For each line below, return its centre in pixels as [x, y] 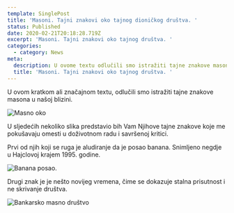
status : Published [34, 26]
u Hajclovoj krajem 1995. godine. [54, 155]
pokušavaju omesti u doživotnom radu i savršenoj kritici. [88, 134]
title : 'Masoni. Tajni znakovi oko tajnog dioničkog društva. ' [102, 20]
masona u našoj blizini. [40, 99]
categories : [24, 46]
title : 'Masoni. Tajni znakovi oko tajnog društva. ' [93, 72]
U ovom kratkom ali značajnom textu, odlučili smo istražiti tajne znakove [110, 92]
